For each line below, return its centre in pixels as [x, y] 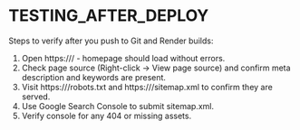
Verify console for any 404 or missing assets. [106, 116]
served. [36, 97]
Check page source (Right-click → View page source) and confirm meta [156, 68]
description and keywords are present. [94, 77]
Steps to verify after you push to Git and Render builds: [111, 41]
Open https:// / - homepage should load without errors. [123, 58]
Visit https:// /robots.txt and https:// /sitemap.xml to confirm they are [147, 87]
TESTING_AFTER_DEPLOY [109, 16]
